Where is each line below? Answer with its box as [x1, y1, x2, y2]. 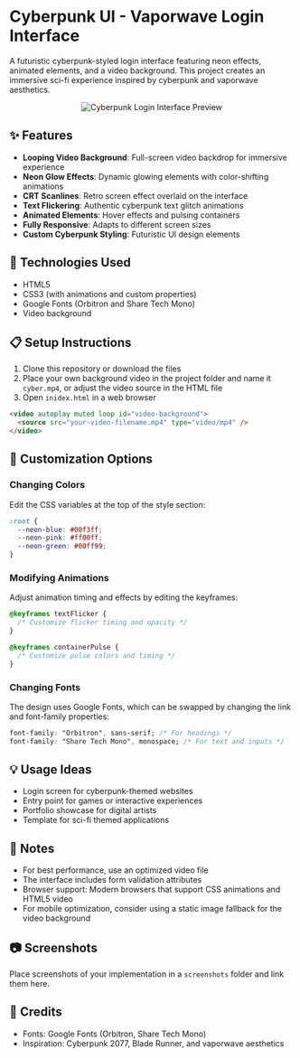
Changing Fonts [9, 680, 81, 693]
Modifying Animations [9, 571, 110, 584]
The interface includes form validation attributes [22, 875, 202, 885]
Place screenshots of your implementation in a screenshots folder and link [9, 969, 285, 979]
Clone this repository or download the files [22, 363, 182, 374]
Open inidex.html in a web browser [22, 392, 156, 403]
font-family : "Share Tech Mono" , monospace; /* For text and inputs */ [9, 736, 285, 746]
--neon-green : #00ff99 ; [17, 542, 107, 551]
